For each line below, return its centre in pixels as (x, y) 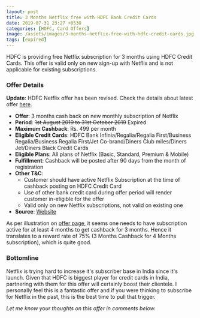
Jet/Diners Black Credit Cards (51, 148)
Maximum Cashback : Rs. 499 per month (66, 129)
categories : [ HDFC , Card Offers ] (48, 28)
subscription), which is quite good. (49, 242)
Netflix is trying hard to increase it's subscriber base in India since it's (92, 271)
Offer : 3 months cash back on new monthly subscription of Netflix (96, 116)
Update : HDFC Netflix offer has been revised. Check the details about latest (100, 98)
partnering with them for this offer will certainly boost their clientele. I (92, 284)
